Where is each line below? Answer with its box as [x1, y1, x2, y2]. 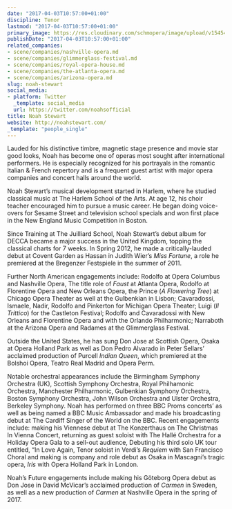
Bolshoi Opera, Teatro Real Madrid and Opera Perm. [7, 359, 155, 368]
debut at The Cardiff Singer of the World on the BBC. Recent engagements [7, 417, 220, 425]
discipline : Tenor [7, 17, 60, 23]
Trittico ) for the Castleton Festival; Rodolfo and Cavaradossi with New [7, 309, 206, 317]
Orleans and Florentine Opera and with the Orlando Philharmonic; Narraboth [7, 317, 224, 325]
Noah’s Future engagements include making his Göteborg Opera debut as [7, 474, 216, 482]
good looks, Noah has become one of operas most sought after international [7, 152, 225, 160]
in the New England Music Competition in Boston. [7, 217, 148, 225]
